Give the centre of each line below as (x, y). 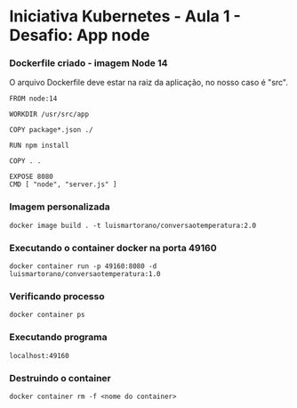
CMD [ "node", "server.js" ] (63, 184)
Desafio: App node (80, 35)
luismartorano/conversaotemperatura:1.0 (85, 274)
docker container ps (48, 315)
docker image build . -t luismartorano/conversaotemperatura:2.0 (132, 225)
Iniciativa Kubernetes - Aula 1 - (125, 16)
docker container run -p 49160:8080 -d (83, 266)
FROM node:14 (33, 99)
